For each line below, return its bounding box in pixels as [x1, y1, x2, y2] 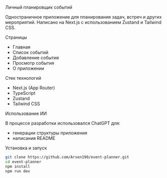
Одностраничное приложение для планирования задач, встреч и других [5, 14, 162, 20]
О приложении [12, 65, 44, 71]
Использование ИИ [5, 110, 47, 116]
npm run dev [5, 168, 30, 173]
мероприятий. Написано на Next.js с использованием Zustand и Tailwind [5, 20, 162, 25]
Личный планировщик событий [5, 5, 72, 10]
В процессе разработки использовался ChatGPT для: [5, 120, 121, 126]
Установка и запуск [5, 145, 47, 151]
